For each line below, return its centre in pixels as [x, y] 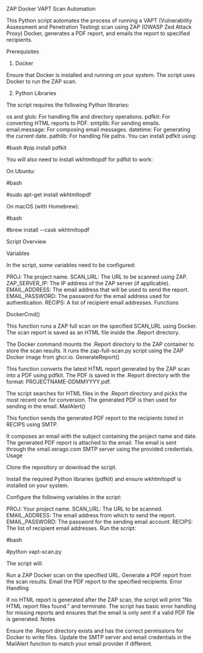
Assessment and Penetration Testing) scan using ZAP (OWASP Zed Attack [99, 27]
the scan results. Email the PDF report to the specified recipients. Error [95, 582]
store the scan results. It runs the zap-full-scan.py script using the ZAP [95, 350]
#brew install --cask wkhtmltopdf [48, 230]
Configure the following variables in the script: [64, 497]
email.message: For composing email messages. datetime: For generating [98, 129]
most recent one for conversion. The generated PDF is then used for [92, 400]
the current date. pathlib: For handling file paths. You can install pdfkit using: [101, 136]
